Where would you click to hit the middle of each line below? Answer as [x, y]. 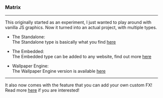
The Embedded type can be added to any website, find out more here [82, 57]
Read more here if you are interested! [42, 90]
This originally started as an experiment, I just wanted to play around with [78, 22]
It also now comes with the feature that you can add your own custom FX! [79, 85]
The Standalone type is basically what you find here [64, 42]
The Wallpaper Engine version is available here [59, 71]
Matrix [13, 7]
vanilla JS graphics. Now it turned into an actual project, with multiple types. [81, 28]
